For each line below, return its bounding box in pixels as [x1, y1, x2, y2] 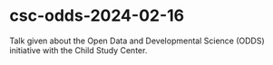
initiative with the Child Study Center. [9, 44, 148, 55]
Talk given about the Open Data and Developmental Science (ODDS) [9, 35, 265, 46]
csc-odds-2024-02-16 [9, 5, 184, 26]
